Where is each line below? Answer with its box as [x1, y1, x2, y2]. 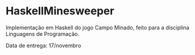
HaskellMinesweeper [5, 4, 114, 18]
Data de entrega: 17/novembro [5, 42, 81, 49]
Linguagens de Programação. [5, 30, 79, 37]
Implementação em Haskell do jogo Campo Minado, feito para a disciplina [5, 24, 190, 31]
